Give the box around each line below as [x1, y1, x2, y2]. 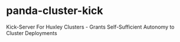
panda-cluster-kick [6, 4, 103, 17]
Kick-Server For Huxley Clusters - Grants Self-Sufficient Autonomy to [6, 23, 175, 30]
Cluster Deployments [6, 29, 57, 36]
